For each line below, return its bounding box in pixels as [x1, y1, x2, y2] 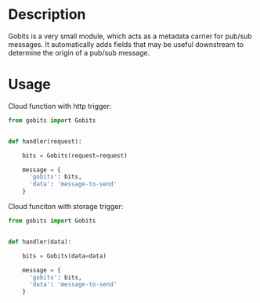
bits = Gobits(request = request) [22, 151, 128, 160]
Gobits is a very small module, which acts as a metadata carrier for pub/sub [8, 31, 252, 41]
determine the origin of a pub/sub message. [8, 48, 150, 57]
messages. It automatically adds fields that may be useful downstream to [8, 39, 244, 49]
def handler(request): [8, 137, 82, 146]
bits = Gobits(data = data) [22, 252, 107, 260]
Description [8, 5, 86, 23]
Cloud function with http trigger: [8, 101, 112, 110]
